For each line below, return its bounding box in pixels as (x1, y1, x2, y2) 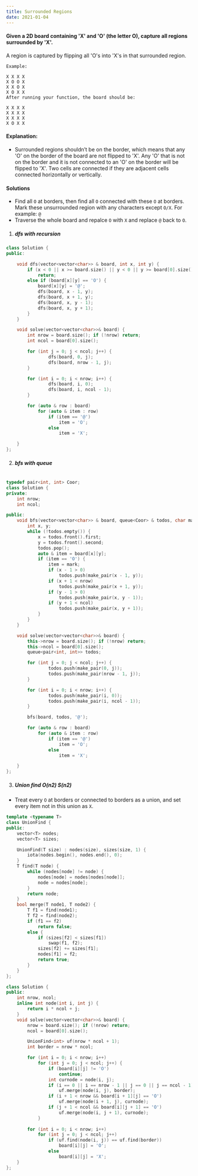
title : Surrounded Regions (6, 8, 72, 15)
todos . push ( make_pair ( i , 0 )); (48, 693, 123, 699)
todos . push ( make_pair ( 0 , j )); (48, 665, 123, 671)
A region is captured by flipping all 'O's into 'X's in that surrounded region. (6, 51, 187, 59)
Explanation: (6, 133, 38, 140)
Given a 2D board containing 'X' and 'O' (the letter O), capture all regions (6, 33, 188, 40)
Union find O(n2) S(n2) (14, 781, 72, 789)
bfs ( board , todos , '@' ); (27, 714, 88, 721)
